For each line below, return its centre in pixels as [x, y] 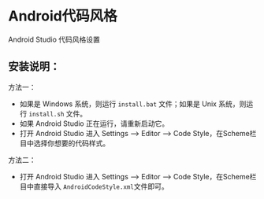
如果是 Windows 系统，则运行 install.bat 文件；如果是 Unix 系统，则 [133, 104]
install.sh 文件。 [58, 113]
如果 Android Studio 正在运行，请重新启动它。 [94, 123]
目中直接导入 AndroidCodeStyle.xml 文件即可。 [94, 186]
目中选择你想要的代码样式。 [65, 143]
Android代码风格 [63, 16]
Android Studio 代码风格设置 [54, 39]
